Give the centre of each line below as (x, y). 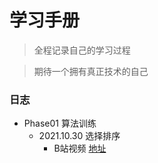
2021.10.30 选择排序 (79, 136)
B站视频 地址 (80, 148)
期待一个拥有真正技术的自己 (91, 71)
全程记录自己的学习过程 (82, 50)
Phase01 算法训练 (60, 123)
